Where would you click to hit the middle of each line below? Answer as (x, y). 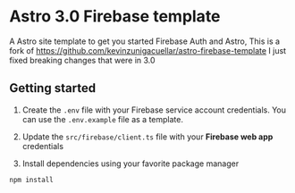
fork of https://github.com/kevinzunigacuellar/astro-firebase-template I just (148, 50)
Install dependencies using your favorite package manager (131, 164)
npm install (31, 180)
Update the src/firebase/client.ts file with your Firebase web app (147, 137)
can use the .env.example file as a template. (102, 119)
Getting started (53, 88)
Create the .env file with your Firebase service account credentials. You (154, 110)
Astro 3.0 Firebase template (115, 17)
